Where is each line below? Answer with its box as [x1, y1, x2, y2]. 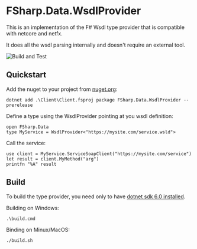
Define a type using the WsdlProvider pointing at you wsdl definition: [6, 112, 173, 119]
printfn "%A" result [6, 161, 57, 167]
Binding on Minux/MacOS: [6, 226, 70, 233]
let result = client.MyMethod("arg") [6, 156, 99, 162]
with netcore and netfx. [6, 30, 63, 37]
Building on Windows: [6, 204, 59, 211]
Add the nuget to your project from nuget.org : [6, 86, 118, 93]
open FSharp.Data [6, 124, 49, 130]
